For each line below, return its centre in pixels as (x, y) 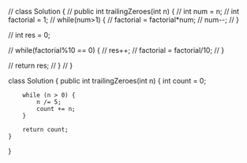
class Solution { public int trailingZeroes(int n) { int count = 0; (107, 81)
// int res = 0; (29, 35)
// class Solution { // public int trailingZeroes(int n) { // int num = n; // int (123, 11)
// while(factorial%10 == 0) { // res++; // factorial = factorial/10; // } (116, 50)
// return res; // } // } (41, 65)
